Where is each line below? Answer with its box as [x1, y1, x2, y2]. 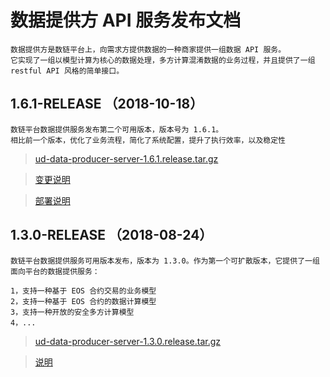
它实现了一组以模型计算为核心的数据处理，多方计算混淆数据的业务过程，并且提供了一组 [10, 55, 316, 65]
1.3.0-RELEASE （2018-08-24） [10, 227, 213, 244]
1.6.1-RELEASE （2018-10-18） [10, 96, 204, 113]
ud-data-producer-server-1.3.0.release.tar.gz [34, 335, 222, 347]
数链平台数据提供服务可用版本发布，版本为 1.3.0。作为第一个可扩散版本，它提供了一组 [10, 256, 320, 266]
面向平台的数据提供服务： [10, 266, 100, 276]
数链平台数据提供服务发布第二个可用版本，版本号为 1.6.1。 [10, 124, 224, 135]
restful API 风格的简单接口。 [10, 66, 125, 76]
